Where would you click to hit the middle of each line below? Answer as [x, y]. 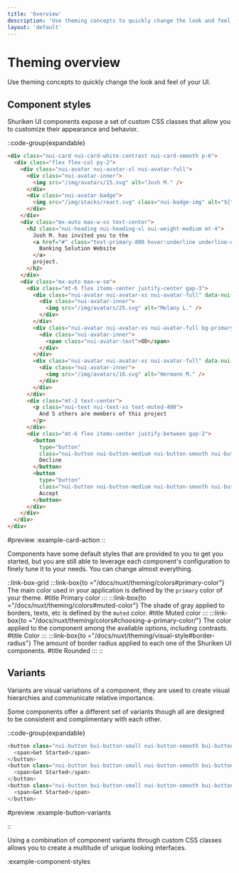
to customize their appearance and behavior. [73, 129]
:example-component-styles [49, 861]
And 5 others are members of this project [103, 414]
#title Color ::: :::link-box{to [47, 635]
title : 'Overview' [34, 14]
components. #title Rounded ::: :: [55, 651]
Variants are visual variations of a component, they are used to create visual [118, 690]
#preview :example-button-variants [59, 813]
